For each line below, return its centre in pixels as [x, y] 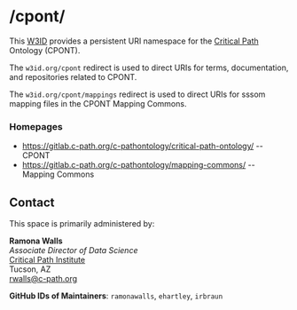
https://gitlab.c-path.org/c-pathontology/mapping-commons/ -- [138, 165]
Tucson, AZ [30, 269]
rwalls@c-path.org [43, 279]
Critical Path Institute [47, 260]
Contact [32, 202]
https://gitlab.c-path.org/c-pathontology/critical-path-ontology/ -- [142, 146]
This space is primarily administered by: [82, 224]
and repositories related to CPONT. [73, 76]
